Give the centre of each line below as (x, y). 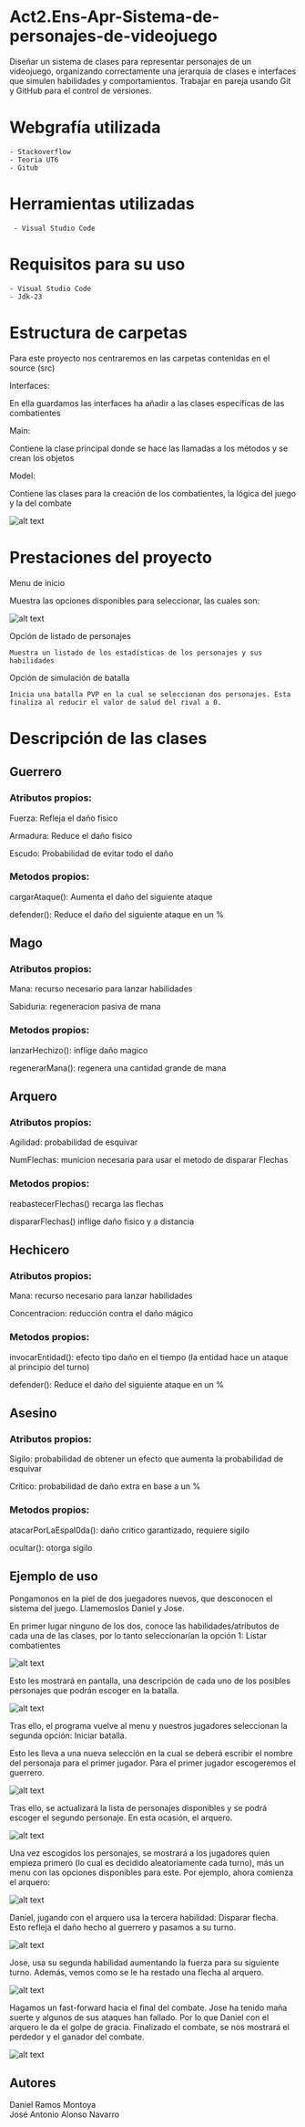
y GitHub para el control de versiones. (81, 90)
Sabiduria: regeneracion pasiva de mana (85, 1007)
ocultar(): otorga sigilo (51, 1547)
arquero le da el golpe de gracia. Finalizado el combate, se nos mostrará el (149, 2027)
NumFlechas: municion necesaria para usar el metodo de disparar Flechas (149, 1160)
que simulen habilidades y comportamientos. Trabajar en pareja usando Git (150, 80)
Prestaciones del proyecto (111, 557)
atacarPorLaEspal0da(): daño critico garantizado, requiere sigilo (130, 1530)
